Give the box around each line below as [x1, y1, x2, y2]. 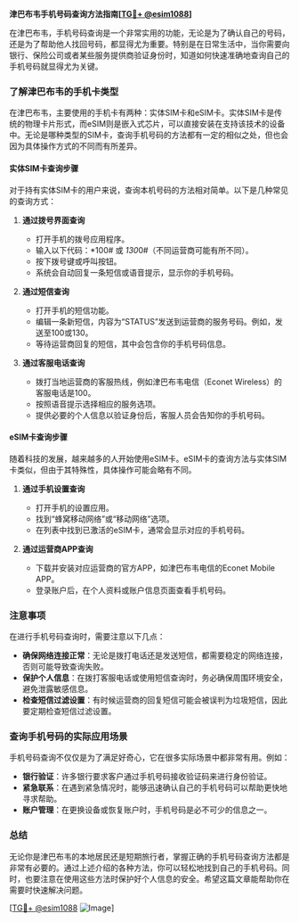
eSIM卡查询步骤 [9, 432, 69, 442]
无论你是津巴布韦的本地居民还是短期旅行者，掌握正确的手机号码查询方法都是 [9, 851, 290, 861]
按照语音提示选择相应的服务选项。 [35, 399, 161, 409]
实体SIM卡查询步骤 [9, 162, 79, 173]
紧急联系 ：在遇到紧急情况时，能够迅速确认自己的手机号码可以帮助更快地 [21, 782, 287, 793]
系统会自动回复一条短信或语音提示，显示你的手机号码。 [35, 267, 238, 277]
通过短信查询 [21, 285, 69, 297]
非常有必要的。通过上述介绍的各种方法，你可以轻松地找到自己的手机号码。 [9, 862, 282, 873]
